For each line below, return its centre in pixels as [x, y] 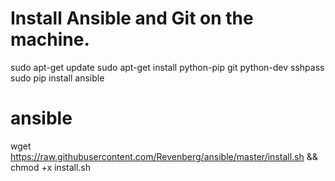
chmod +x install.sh [51, 167]
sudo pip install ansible [57, 78]
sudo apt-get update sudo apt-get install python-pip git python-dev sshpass [167, 67]
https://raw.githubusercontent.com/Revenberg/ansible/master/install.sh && [164, 156]
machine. [50, 39]
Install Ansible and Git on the [132, 18]
